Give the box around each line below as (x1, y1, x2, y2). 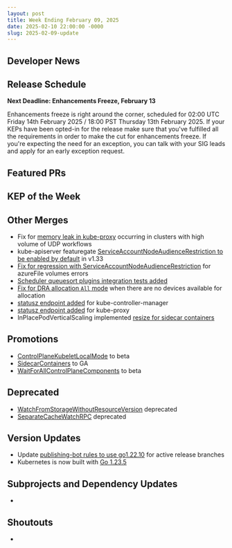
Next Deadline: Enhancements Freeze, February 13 (7, 97, 156, 105)
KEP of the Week (7, 191, 81, 203)
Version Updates (7, 432, 81, 444)
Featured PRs (7, 167, 66, 179)
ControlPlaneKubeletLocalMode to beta (17, 351, 130, 360)
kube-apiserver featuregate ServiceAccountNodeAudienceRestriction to (17, 247, 224, 256)
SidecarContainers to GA (17, 359, 89, 367)
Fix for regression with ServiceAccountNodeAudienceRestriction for (17, 262, 211, 271)
